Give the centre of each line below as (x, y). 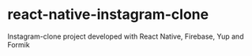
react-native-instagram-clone (108, 15)
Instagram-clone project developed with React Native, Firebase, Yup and (126, 36)
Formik (19, 44)
